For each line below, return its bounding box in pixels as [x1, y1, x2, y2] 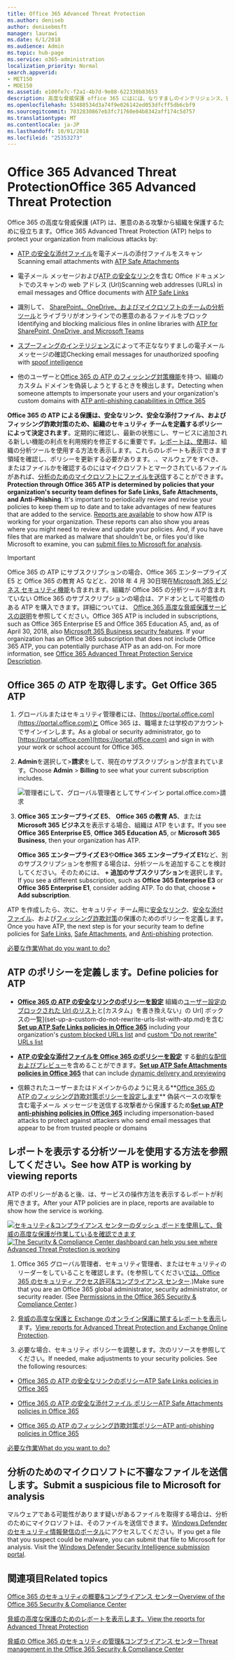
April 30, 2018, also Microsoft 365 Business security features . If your [7, 627, 205, 635]
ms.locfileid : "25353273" [7, 134, 83, 141]
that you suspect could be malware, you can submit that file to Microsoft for [7, 1535, 226, 1544]
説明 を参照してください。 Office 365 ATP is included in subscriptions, [19, 612, 219, 621]
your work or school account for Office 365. [17, 743, 145, 751]
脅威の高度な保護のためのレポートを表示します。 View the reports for [7, 1614, 205, 1624]
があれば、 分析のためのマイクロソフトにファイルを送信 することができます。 [7, 473, 227, 481]
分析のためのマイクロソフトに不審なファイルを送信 [7, 1466, 228, 1478]
